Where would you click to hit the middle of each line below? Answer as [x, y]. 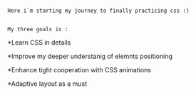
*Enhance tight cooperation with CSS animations [79, 70]
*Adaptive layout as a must [47, 84]
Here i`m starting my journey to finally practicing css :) [99, 11]
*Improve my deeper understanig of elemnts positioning [90, 56]
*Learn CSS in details [39, 43]
